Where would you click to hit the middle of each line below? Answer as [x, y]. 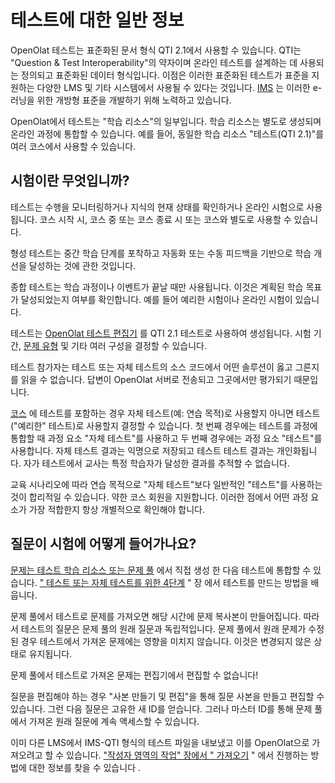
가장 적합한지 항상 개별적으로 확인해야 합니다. [117, 509]
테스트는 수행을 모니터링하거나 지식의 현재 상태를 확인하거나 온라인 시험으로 [157, 207]
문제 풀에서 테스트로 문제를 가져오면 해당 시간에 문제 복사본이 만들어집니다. [156, 616]
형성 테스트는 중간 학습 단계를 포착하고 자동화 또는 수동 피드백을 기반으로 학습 [161, 253]
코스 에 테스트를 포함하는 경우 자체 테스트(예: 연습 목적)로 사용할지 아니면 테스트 [165, 413]
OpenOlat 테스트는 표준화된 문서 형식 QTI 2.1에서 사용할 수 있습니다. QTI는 [156, 50]
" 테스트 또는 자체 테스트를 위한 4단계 [112, 582]
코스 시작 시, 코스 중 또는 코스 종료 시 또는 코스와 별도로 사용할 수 [165, 219]
